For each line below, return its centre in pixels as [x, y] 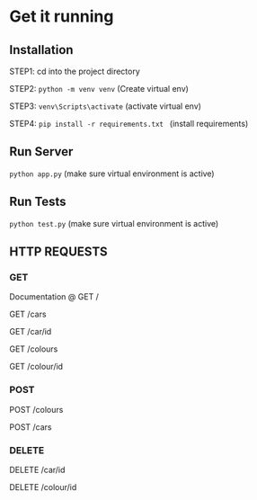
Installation [41, 50]
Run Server [41, 152]
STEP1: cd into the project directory [75, 71]
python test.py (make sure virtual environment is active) [114, 223]
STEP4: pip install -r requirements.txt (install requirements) [129, 124]
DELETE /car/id [37, 469]
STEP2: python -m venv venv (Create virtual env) [99, 89]
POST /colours [36, 409]
